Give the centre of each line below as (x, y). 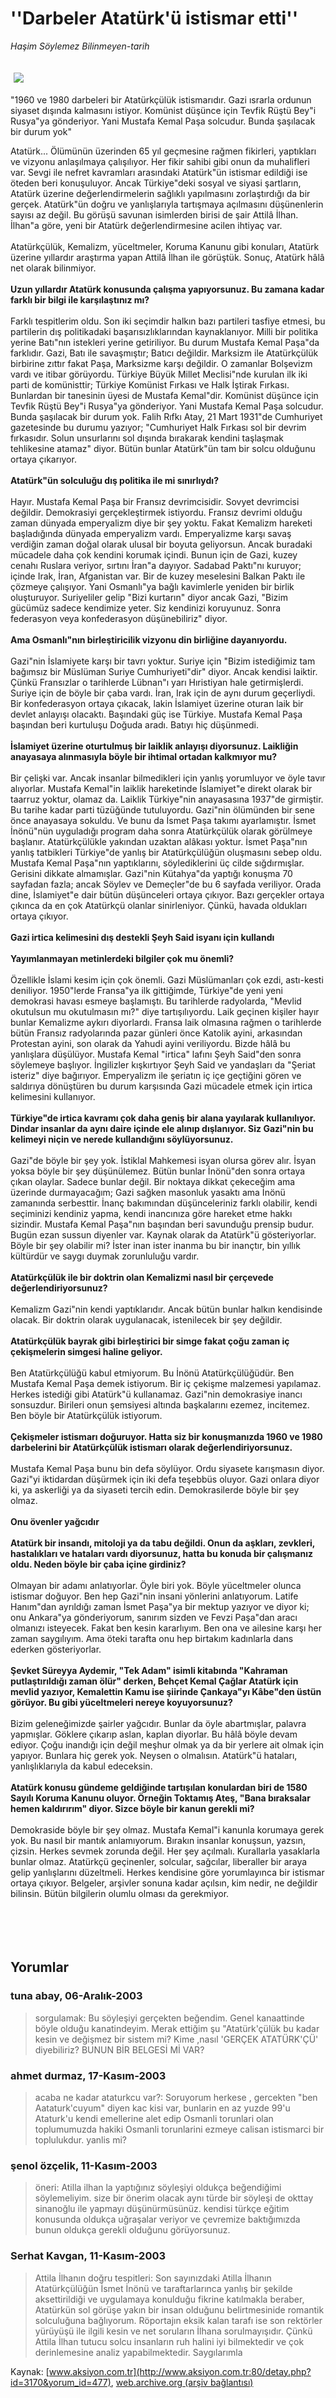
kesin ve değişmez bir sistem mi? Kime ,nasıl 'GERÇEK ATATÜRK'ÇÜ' (176, 2039)
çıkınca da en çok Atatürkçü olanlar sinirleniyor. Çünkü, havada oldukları (159, 905)
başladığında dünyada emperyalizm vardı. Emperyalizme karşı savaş (151, 533)
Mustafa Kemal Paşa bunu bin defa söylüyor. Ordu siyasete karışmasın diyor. (167, 1468)
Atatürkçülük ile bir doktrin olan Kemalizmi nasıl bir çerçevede (142, 1277)
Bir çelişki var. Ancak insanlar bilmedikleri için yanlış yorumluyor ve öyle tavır (168, 778)
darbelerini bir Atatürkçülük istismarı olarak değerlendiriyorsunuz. (151, 1447)
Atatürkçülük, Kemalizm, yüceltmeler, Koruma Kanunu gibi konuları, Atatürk (165, 246)
